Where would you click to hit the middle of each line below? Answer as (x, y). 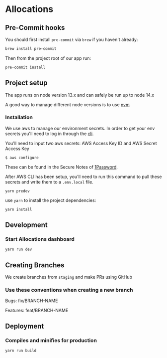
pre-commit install (25, 67)
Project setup (27, 83)
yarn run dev (19, 250)
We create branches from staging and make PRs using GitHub (69, 277)
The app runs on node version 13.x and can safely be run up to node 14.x (80, 95)
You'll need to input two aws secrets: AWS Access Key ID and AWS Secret (81, 143)
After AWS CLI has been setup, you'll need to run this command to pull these (83, 177)
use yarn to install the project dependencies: (51, 200)
